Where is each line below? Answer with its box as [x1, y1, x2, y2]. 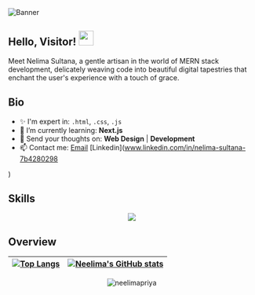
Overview [8, 235, 57, 249]
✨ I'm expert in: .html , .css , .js [19, 116, 122, 126]
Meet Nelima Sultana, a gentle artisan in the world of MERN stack [8, 56, 220, 65]
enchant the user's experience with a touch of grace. [8, 72, 180, 82]
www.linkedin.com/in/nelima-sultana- [124, 142, 246, 152]
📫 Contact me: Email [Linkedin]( [19, 142, 126, 152]
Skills [8, 192, 35, 205]
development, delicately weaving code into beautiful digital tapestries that [8, 65, 247, 74]
